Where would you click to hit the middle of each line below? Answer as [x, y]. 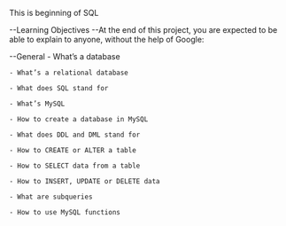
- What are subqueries [51, 197]
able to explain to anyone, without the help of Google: [107, 39]
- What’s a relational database [69, 73]
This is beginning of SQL [54, 13]
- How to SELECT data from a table [75, 166]
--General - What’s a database [65, 56]
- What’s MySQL [37, 104]
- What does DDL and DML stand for [75, 135]
